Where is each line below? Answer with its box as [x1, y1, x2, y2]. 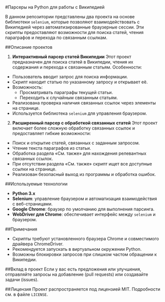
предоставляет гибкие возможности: [12, 131, 91, 136]
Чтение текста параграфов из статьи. [12, 145, 91, 151]
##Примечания [5, 226, 38, 232]
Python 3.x [12, 191, 35, 196]
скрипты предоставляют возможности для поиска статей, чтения [5, 30, 144, 35]
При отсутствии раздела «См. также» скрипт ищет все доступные [12, 161, 153, 167]
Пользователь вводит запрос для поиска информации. [12, 74, 128, 79]
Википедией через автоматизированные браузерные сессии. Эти [5, 24, 144, 30]
